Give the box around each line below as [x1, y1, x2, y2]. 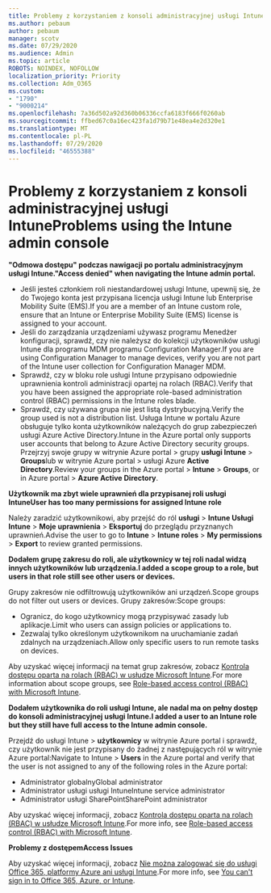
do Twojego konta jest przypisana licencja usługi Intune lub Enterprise [19, 293, 253, 303]
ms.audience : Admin [8, 49, 74, 57]
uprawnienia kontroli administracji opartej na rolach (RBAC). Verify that [19, 379, 253, 389]
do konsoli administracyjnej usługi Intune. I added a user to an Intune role [8, 712, 257, 722]
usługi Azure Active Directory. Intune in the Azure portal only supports [19, 430, 252, 440]
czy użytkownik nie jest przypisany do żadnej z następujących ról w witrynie [8, 744, 263, 754]
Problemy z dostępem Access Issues [8, 843, 133, 853]
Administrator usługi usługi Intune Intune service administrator [19, 786, 225, 796]
